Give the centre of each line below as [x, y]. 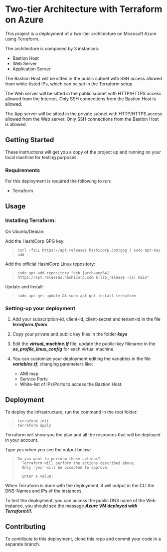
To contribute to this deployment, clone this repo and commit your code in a [83, 539]
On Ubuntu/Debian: [25, 231]
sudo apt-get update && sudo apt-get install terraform [77, 296]
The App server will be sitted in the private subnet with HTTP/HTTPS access [84, 114]
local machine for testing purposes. [42, 157]
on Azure [24, 20]
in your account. [22, 440]
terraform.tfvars [30, 325]
